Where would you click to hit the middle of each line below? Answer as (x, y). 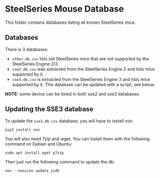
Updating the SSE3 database (49, 109)
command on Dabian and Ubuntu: (39, 144)
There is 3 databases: (27, 49)
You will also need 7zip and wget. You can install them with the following (77, 139)
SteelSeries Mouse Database (64, 9)
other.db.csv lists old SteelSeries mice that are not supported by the (80, 59)
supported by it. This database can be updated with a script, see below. (84, 84)
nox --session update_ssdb (32, 171)
